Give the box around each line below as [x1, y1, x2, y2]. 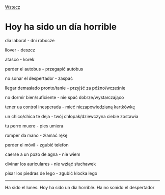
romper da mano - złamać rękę [5, 132, 68, 138]
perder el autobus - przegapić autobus [5, 66, 83, 72]
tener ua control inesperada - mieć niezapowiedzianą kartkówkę [5, 104, 135, 110]
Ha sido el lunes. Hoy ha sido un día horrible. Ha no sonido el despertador [5, 184, 155, 190]
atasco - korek [5, 56, 35, 62]
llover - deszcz [5, 47, 35, 53]
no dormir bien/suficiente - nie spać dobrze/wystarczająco [5, 94, 124, 100]
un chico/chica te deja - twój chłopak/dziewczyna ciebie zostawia [5, 113, 138, 119]
